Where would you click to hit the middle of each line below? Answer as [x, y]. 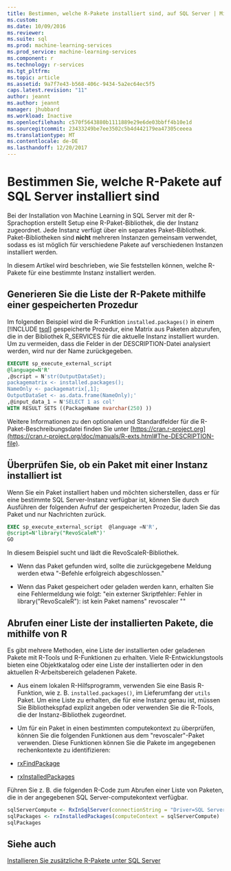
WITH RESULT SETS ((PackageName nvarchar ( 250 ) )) [80, 408]
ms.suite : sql [27, 39]
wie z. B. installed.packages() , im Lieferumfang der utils [128, 693]
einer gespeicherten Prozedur [73, 305]
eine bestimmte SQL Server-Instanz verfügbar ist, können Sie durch [103, 499]
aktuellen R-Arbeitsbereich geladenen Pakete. [72, 672]
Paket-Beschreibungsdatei [45, 429]
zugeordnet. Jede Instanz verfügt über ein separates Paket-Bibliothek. [107, 230]
